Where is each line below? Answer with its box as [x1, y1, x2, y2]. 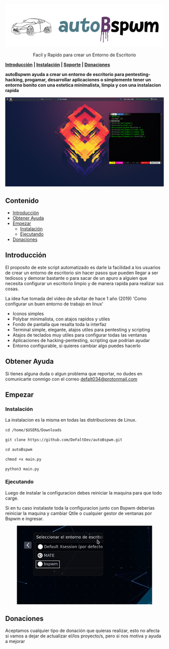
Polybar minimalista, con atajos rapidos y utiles [12, 316, 110, 322]
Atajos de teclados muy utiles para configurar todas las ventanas [12, 332, 147, 338]
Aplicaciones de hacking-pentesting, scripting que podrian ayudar [12, 337, 150, 343]
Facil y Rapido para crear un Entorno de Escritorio [33, 52, 136, 58]
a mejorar [5, 638, 25, 644]
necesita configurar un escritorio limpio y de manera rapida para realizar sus [5, 280, 164, 286]
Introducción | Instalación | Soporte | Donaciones [5, 62, 110, 68]
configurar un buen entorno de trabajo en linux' [5, 301, 104, 307]
